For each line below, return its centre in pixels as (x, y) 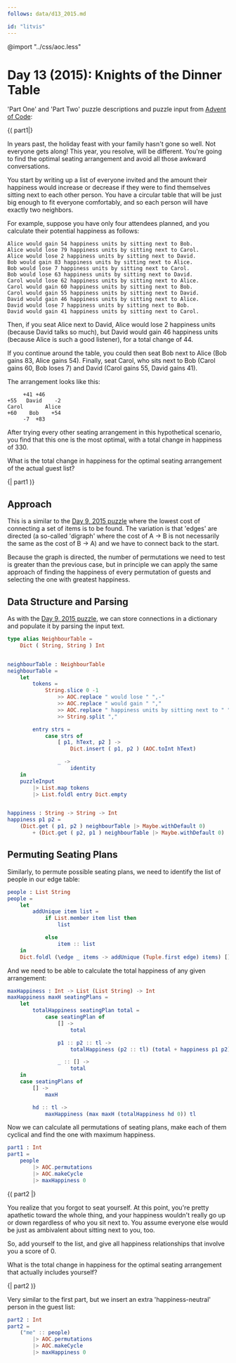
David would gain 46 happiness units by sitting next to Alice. (103, 300)
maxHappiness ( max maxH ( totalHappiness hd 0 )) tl (120, 1114)
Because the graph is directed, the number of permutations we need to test (116, 557)
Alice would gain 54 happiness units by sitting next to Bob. (100, 244)
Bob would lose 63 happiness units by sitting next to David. (100, 275)
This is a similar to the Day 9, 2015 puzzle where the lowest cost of (104, 521)
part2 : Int (25, 1319)
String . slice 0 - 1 (72, 691)
